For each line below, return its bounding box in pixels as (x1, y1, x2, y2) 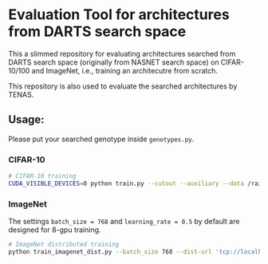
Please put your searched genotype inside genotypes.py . (8, 134, 195, 144)
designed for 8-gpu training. (8, 225, 101, 234)
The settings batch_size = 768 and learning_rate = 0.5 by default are (8, 217, 240, 227)
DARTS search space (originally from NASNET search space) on (8, 57, 219, 67)
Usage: (8, 113, 45, 127)
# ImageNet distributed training (8, 241, 120, 249)
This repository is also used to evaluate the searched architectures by (8, 81, 238, 91)
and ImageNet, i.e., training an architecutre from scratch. (31, 65, 218, 75)
